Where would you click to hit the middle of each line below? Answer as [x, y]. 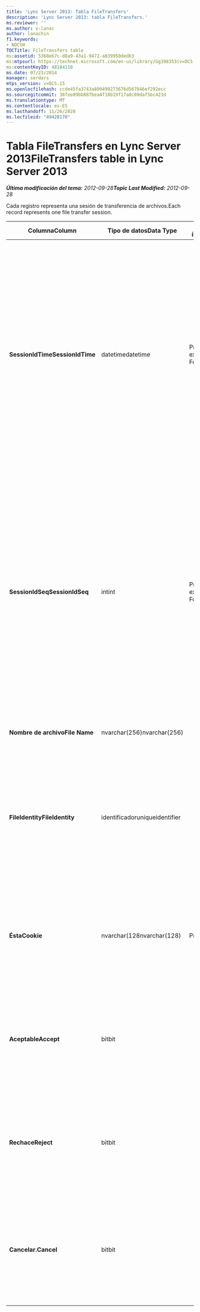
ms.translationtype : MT [36, 100]
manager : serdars [28, 78]
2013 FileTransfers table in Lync [85, 159]
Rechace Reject [31, 1142]
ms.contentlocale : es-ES [37, 106]
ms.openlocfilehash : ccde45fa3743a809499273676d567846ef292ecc [86, 89]
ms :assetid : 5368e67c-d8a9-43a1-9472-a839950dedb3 [70, 56]
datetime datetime [126, 355]
